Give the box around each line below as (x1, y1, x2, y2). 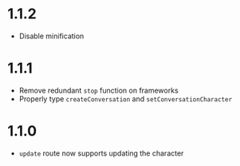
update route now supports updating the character (18, 148, 184, 158)
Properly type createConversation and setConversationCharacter (18, 93, 233, 104)
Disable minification (18, 31, 85, 41)
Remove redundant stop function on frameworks (18, 85, 179, 95)
